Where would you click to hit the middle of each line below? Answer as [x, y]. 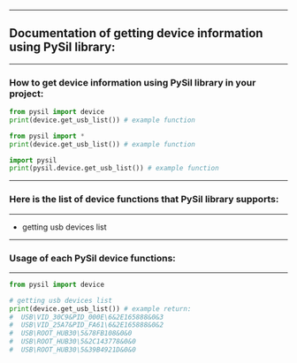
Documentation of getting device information [136, 33]
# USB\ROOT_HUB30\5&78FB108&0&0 [71, 333]
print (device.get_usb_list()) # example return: [100, 309]
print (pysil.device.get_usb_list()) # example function [114, 169]
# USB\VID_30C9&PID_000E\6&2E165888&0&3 [87, 317]
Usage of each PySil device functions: [93, 258]
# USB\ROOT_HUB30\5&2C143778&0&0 [73, 342]
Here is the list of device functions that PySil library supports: [144, 200]
